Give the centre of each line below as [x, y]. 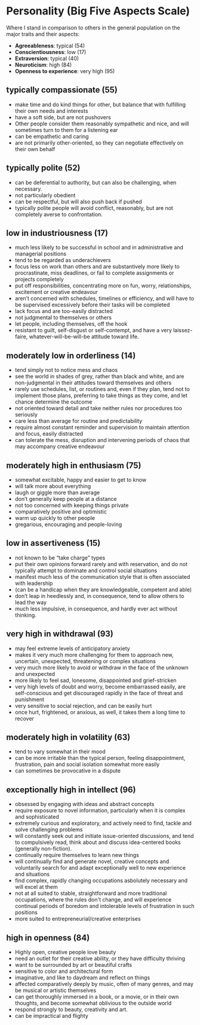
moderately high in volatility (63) [68, 737]
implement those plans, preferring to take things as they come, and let [101, 396]
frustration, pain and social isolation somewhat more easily [87, 764]
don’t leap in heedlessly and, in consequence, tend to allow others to [99, 596]
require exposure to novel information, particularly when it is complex [100, 810]
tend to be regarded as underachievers [63, 260]
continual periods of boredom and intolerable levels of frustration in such [104, 906]
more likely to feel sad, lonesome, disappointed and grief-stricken [96, 680]
